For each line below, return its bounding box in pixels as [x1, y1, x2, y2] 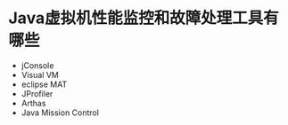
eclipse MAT [21, 79, 68, 90]
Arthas [21, 98, 46, 108]
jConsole [21, 59, 54, 71]
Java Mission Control [21, 107, 100, 118]
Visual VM [21, 69, 60, 80]
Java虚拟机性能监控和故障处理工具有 [8, 8, 279, 28]
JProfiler [21, 88, 53, 98]
